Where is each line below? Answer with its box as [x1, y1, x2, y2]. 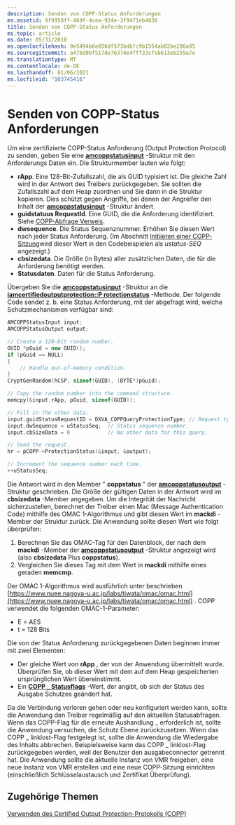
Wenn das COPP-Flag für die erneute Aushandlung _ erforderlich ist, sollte [7, 718, 222, 727]
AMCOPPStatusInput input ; [7, 319, 83, 326]
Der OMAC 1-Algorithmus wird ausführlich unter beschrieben [7, 581, 183, 590]
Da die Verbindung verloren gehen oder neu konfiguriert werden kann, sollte [7, 703, 227, 711]
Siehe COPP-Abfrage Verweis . [17, 217, 105, 225]
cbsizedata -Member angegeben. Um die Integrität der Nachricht [7, 494, 197, 503]
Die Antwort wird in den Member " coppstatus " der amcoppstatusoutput [7, 480, 222, 488]
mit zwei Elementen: [7, 646, 66, 654]
